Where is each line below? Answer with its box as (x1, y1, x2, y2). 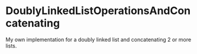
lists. (5, 42, 17, 49)
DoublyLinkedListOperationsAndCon (5, 4, 191, 18)
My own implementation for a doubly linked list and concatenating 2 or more (5, 36, 192, 43)
